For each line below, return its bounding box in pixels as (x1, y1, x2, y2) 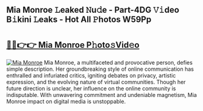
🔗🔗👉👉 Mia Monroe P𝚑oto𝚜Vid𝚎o (6, 40, 140, 50)
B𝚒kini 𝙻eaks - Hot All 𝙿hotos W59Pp (6, 15, 152, 25)
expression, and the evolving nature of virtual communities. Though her (6, 79, 186, 85)
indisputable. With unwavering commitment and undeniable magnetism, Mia (6, 91, 197, 98)
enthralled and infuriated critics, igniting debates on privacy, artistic (6, 72, 176, 79)
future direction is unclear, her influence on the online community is (6, 85, 176, 92)
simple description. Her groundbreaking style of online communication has (6, 65, 194, 73)
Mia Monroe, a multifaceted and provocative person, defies (43, 59, 193, 66)
